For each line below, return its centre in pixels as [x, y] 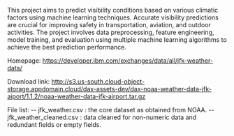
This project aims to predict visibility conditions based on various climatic [113, 10]
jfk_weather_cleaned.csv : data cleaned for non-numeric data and [102, 117]
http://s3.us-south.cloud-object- [98, 82]
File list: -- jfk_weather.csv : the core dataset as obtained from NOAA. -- [111, 110]
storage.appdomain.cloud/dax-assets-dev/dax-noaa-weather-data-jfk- [109, 89]
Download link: [29, 82]
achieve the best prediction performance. [67, 47]
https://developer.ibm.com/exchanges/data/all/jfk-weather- [128, 61]
